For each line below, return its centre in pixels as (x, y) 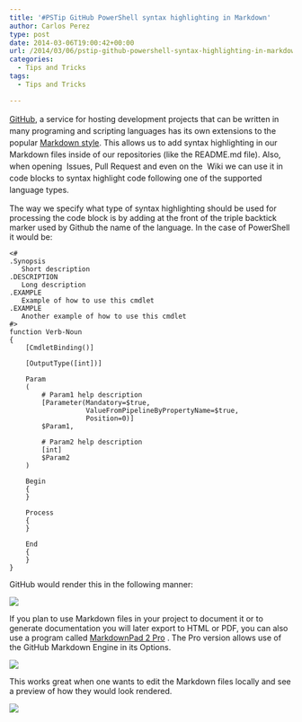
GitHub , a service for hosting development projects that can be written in (144, 119)
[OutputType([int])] (64, 363)
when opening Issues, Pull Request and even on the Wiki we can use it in (146, 166)
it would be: (31, 237)
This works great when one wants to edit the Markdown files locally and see (151, 681)
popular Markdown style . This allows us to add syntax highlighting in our (143, 142)
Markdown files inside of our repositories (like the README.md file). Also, (145, 154)
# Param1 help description (92, 395)
